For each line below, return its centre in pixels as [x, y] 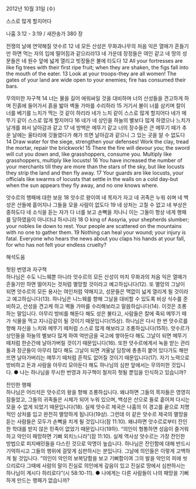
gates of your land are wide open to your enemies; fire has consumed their [96, 80]
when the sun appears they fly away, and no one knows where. [82, 185]
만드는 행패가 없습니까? [43, 480]
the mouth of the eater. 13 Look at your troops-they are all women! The [91, 73]
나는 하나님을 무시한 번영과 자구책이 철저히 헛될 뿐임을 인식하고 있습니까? [103, 372]
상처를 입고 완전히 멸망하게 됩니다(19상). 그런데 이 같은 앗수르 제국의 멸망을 [102, 414]
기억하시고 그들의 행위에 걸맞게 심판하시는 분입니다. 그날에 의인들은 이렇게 [90, 451]
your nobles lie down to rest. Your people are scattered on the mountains [94, 226]
